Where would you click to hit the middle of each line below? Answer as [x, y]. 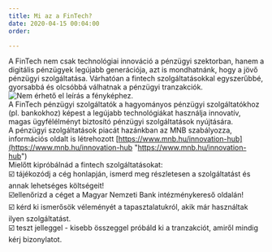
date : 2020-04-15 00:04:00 [54, 24]
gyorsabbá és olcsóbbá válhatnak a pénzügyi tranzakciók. [106, 87]
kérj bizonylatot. [35, 240]
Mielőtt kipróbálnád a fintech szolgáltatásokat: [86, 165]
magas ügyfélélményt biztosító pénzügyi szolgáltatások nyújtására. [121, 122]
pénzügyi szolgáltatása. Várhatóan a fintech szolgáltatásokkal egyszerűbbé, [136, 79]
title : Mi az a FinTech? [50, 16]
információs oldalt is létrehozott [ [64, 139]
